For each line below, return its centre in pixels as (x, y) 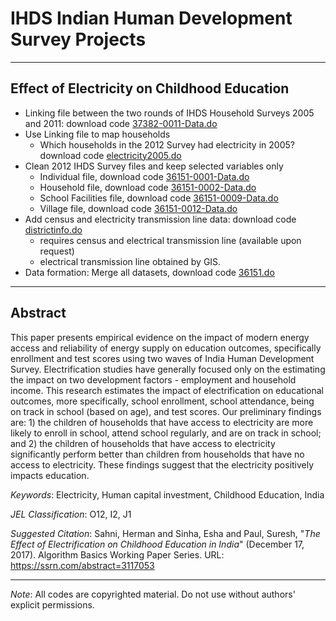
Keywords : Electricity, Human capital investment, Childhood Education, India (167, 494)
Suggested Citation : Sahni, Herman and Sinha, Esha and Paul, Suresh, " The (165, 533)
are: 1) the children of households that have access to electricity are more (162, 422)
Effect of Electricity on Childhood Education (150, 88)
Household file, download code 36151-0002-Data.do (148, 187)
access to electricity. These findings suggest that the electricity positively (162, 464)
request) (57, 251)
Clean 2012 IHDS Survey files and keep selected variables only (154, 166)
